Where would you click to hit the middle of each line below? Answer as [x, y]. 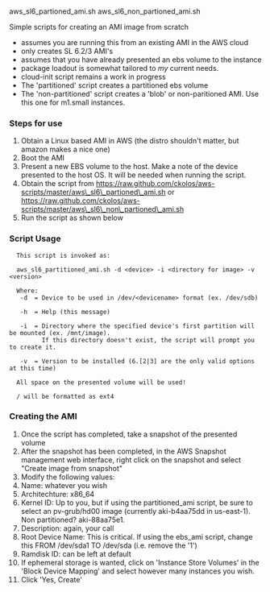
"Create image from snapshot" [72, 468]
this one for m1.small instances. [73, 102]
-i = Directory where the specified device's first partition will [137, 326]
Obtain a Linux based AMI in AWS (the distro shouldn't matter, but [130, 141]
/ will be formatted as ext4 [65, 396]
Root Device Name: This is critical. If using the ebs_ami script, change [137, 536]
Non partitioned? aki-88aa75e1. [73, 520]
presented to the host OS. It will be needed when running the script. [133, 175]
